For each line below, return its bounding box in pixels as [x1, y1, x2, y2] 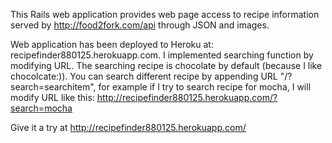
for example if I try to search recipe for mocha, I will [98, 81, 312, 93]
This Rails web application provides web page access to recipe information [10, 9, 320, 20]
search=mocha [10, 102, 73, 114]
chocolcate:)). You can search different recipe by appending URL [10, 70, 278, 82]
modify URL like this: [10, 92, 95, 103]
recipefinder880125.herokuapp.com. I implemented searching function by [10, 49, 314, 61]
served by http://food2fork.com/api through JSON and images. [10, 19, 270, 31]
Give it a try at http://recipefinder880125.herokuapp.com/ [10, 122, 247, 133]
